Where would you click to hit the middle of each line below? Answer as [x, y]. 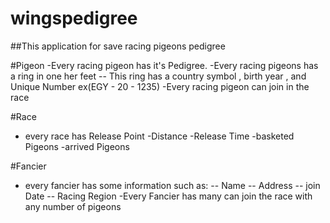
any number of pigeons [73, 206]
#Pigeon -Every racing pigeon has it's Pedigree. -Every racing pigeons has [164, 65]
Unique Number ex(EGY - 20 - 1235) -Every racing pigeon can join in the [160, 86]
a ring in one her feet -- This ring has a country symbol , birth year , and [158, 76]
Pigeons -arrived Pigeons [77, 146]
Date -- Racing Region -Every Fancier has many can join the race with [168, 196]
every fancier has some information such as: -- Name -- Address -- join [172, 185]
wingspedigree [74, 18]
